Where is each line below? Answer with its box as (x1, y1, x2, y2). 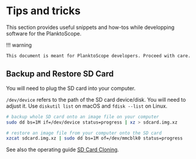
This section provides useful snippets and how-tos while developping (6, 24, 175, 31)
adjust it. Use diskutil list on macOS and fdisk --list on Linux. (6, 102, 168, 109)
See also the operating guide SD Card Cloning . (6, 146, 119, 153)
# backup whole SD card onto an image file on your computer (6, 113, 160, 119)
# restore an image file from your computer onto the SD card (6, 130, 162, 136)
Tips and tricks (6, 4, 81, 18)
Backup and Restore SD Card (6, 69, 114, 79)
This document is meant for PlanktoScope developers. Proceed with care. (6, 53, 191, 59)
